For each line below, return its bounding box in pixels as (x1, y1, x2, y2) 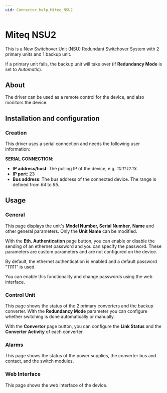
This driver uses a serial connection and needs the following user (5, 141, 140, 147)
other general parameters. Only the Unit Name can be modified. (5, 228, 137, 234)
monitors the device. (5, 99, 48, 106)
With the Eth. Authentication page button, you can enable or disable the (5, 238, 155, 244)
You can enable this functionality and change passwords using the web (5, 273, 153, 280)
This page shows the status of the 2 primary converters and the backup (5, 303, 154, 309)
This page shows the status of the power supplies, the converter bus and (5, 353, 156, 359)
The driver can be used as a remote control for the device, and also (5, 94, 144, 100)
